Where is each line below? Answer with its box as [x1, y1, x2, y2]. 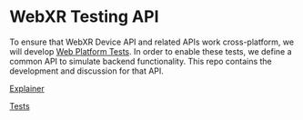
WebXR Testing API [9, 6, 159, 27]
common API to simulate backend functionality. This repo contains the [9, 55, 273, 66]
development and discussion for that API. [9, 65, 164, 76]
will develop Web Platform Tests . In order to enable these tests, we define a [9, 45, 293, 56]
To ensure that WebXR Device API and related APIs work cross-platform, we [9, 36, 294, 47]
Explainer [9, 83, 45, 94]
